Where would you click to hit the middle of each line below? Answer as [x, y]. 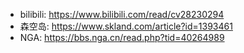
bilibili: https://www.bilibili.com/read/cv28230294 [122, 14]
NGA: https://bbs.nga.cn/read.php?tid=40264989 [122, 37]
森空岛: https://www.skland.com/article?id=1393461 [126, 26]
